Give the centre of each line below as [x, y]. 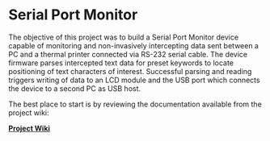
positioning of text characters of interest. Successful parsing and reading [130, 71]
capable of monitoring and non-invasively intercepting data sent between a [133, 45]
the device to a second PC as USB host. [75, 88]
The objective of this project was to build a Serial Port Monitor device [124, 37]
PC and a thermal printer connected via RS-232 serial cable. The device [128, 54]
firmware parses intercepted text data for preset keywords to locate [121, 63]
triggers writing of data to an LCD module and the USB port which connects [134, 80]
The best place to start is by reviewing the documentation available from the [135, 104]
